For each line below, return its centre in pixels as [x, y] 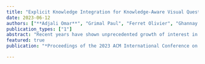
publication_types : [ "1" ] [39, 29]
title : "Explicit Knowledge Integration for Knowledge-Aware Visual [95, 12]
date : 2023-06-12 [28, 18]
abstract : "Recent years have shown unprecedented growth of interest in [102, 35]
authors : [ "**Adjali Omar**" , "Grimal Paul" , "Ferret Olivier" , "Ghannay [102, 23]
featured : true [26, 40]
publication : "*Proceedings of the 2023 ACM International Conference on [102, 46]
